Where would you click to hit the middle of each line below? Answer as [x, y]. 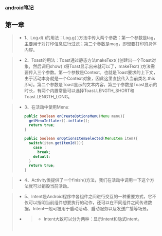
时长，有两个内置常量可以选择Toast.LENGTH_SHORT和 [79, 91]
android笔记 [19, 7]
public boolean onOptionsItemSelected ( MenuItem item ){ [81, 139]
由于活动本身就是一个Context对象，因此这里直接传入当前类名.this [90, 78]
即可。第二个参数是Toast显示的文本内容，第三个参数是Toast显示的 [91, 84]
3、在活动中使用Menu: [47, 107]
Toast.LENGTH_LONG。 [48, 96]
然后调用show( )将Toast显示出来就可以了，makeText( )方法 [92, 66]
